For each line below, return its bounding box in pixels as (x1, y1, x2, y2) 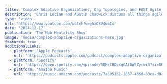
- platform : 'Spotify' (9, 58, 57, 63)
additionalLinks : (5, 44, 41, 49)
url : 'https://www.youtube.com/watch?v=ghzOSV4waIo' (5, 21, 117, 26)
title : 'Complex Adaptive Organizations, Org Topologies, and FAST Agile (5, 7, 162, 12)
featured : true (5, 40, 37, 44)
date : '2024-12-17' (5, 26, 46, 31)
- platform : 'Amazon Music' (9, 67, 68, 72)
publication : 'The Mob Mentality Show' (5, 30, 88, 35)
